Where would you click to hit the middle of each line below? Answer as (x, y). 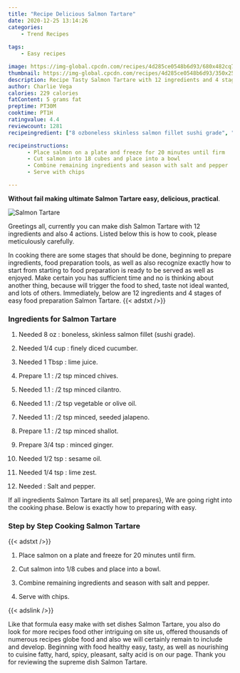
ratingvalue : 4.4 (34, 120)
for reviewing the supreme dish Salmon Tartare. (78, 662)
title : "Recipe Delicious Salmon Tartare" (72, 14)
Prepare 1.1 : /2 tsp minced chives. (68, 376)
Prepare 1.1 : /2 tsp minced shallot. (68, 431)
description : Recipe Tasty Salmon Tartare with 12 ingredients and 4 (114, 80)
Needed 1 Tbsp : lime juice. (58, 362)
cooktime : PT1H (31, 113)
